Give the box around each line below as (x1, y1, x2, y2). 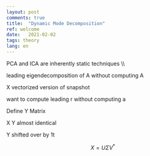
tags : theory (6, 37, 40, 43)
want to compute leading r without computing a (6, 95, 126, 103)
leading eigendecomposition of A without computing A (6, 72, 144, 79)
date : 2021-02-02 (6, 32, 56, 38)
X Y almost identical (6, 119, 57, 126)
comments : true (6, 15, 45, 21)
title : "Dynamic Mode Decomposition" (6, 20, 105, 26)
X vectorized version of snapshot (6, 83, 90, 91)
